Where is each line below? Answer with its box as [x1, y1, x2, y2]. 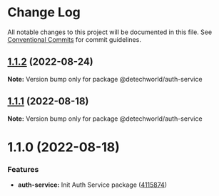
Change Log [7, 4, 81, 21]
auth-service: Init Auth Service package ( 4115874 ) [17, 180, 168, 189]
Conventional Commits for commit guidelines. [7, 35, 141, 43]
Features [7, 164, 39, 174]
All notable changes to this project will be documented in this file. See [7, 28, 213, 36]
